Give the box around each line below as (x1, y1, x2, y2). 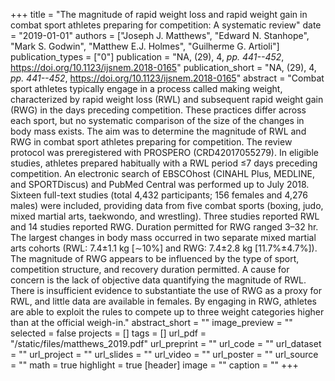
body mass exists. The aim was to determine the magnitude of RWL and (10, 125, 307, 137)
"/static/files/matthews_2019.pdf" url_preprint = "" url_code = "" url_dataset (10, 338, 322, 349)
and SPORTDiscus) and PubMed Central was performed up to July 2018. (10, 179, 310, 190)
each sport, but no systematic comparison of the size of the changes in (10, 115, 305, 126)
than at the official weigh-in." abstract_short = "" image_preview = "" (10, 317, 293, 328)
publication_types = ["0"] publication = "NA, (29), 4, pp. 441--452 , (10, 51, 285, 63)
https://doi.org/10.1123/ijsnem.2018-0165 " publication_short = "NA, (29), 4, (10, 62, 317, 73)
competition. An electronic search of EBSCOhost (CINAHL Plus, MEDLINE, (10, 168, 315, 179)
